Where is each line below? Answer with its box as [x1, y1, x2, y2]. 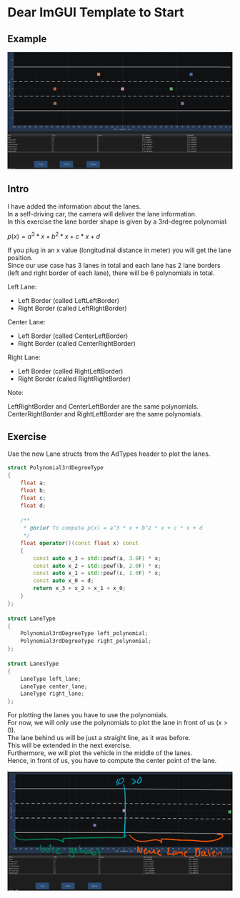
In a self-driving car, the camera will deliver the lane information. [7, 209, 197, 218]
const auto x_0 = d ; [33, 577, 94, 584]
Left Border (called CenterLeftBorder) [17, 331, 129, 340]
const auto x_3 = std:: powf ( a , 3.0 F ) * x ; [33, 554, 161, 562]
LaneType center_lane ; [20, 683, 88, 690]
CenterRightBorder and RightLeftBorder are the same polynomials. [7, 410, 203, 419]
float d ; [20, 502, 46, 509]
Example [7, 33, 47, 45]
